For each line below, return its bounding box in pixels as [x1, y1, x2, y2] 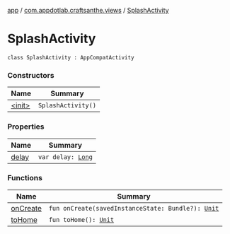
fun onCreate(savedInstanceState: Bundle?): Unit [48, 204, 219, 212]
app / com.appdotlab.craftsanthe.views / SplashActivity [7, 6, 169, 14]
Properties [7, 122, 45, 131]
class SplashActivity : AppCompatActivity [7, 54, 134, 61]
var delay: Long [38, 153, 93, 161]
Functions [7, 173, 42, 183]
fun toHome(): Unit [48, 216, 115, 223]
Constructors [7, 70, 54, 80]
